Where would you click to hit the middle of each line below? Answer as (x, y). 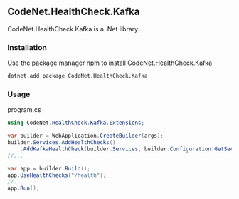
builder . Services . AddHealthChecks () (62, 143)
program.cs (24, 110)
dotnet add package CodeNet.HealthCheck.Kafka (78, 76)
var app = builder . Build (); (49, 168)
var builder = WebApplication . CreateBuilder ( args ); (85, 136)
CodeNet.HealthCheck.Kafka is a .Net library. (74, 29)
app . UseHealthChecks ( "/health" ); (57, 175)
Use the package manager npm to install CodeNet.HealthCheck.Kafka (110, 63)
